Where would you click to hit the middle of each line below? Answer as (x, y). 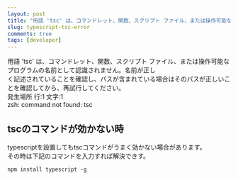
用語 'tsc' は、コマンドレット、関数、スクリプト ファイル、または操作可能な (119, 62)
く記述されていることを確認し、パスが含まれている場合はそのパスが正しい (116, 79)
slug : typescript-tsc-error (49, 27)
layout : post (27, 14)
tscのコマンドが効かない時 (66, 129)
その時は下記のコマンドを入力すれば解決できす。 (79, 156)
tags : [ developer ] (34, 40)
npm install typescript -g (47, 169)
